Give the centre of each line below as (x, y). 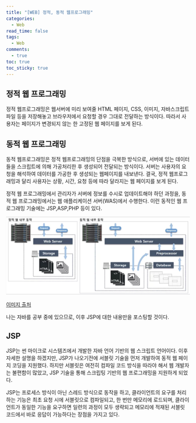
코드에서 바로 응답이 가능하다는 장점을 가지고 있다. (63, 415)
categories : (20, 18)
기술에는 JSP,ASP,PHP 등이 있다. (64, 209)
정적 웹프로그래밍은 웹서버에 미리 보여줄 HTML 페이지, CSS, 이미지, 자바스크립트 (98, 109)
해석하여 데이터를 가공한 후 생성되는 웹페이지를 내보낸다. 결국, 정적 (92, 174)
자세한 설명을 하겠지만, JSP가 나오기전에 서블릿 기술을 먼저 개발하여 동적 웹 (92, 358)
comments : (18, 50)
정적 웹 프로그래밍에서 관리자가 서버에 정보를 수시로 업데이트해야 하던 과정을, (93, 194)
